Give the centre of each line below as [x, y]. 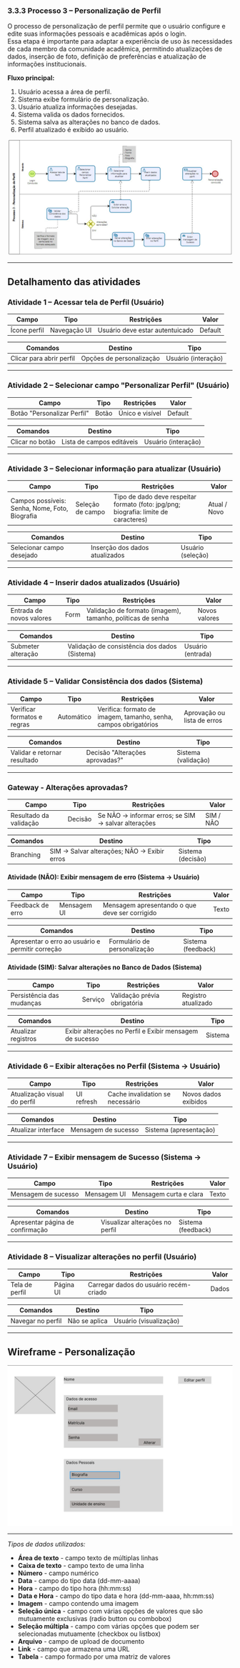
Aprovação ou [205, 713]
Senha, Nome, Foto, [39, 508]
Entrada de [26, 611]
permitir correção [36, 949]
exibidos [195, 1102]
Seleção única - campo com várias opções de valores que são [110, 1611]
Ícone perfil [27, 330]
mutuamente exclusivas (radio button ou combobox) [95, 1619]
